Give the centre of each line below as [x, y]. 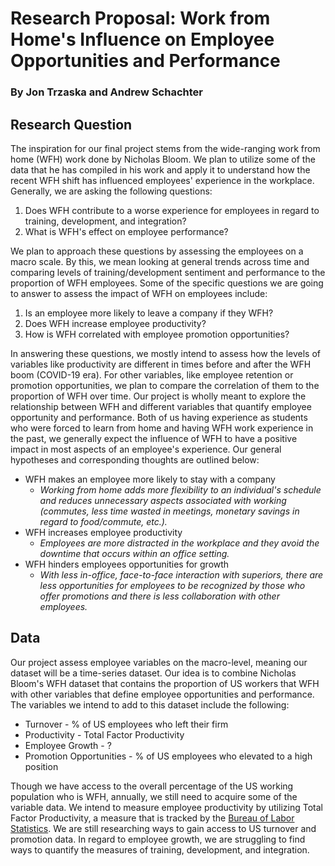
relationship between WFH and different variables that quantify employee [161, 406]
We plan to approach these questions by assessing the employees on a [157, 251]
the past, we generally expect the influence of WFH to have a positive [154, 438]
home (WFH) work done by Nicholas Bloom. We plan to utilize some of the [163, 159]
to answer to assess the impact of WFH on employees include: [139, 293]
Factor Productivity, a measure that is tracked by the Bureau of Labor [152, 818]
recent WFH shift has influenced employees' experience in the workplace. [162, 180]
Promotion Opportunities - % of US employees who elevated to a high [168, 756]
